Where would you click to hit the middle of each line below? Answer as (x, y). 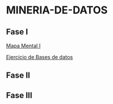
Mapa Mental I (23, 46)
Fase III (19, 95)
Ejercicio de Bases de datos (40, 57)
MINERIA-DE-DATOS (57, 10)
